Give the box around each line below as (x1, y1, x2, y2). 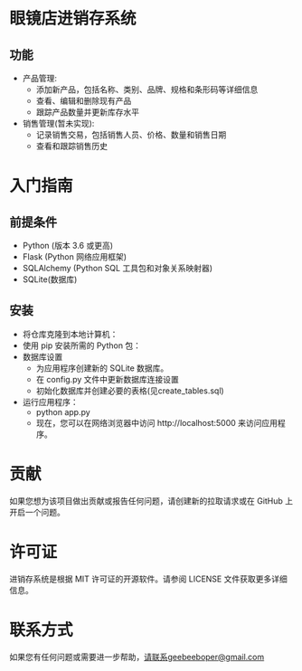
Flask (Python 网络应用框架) (22, 251, 127, 262)
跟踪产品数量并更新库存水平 (35, 107, 140, 118)
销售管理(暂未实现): (22, 118, 95, 128)
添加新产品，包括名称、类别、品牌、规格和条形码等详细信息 (35, 84, 259, 95)
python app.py (35, 406, 90, 417)
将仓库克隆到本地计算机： (22, 328, 118, 339)
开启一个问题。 (9, 506, 65, 517)
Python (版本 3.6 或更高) (22, 241, 114, 250)
